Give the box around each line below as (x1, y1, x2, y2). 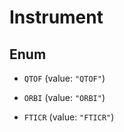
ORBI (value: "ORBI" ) (23, 92, 106, 103)
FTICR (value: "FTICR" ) (23, 111, 115, 123)
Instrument (9, 6, 104, 29)
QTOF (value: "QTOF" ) (23, 72, 106, 84)
